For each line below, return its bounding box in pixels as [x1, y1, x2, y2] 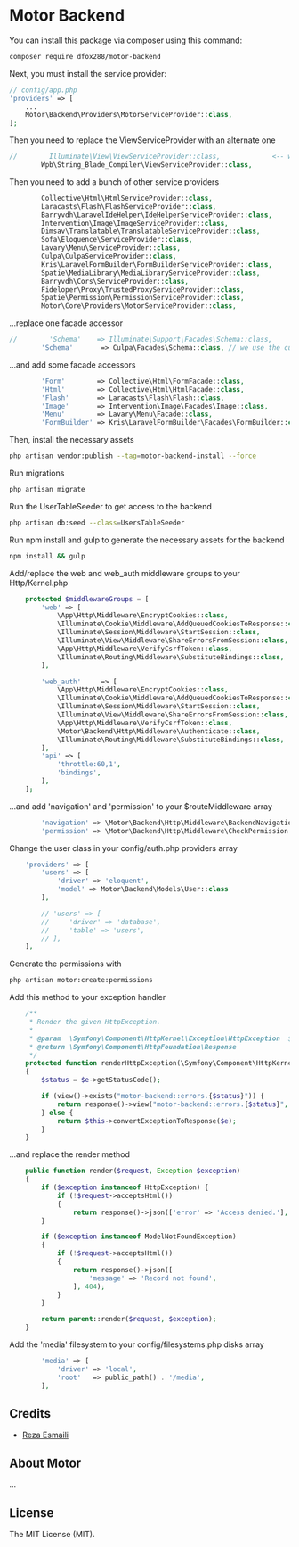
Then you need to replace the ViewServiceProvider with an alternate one [9, 135, 276, 145]
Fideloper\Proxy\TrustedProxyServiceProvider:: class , [41, 285, 245, 294]
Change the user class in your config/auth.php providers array [9, 842, 238, 853]
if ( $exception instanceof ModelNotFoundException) [41, 1232, 238, 1241]
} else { [41, 1108, 74, 1117]
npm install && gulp [9, 551, 86, 560]
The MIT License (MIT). [9, 1529, 95, 1539]
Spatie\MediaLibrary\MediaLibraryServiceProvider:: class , [41, 269, 261, 277]
